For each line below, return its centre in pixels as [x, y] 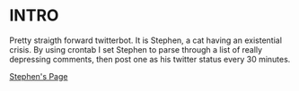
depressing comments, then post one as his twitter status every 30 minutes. [150, 59]
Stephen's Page [39, 76]
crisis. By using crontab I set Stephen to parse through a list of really [136, 49]
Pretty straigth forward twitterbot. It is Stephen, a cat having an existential [146, 40]
